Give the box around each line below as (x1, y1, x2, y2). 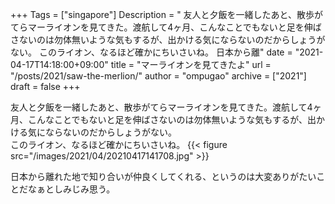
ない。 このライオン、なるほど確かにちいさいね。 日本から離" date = (10, 46, 293, 58)
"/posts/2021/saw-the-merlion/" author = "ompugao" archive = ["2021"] (10, 70, 307, 82)
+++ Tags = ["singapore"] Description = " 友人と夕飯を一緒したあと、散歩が (10, 9, 324, 20)
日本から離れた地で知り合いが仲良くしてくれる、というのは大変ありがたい (10, 171, 317, 182)
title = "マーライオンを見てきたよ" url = (110, 59, 272, 70)
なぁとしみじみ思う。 (27, 183, 116, 195)
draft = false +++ (10, 81, 81, 92)
